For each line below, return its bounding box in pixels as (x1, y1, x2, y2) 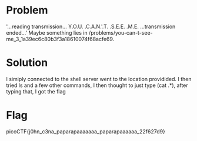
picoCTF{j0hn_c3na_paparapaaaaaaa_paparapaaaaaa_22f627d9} (6, 127, 166, 135)
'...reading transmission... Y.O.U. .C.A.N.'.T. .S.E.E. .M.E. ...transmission (6, 23, 176, 30)
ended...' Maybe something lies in (6, 29, 88, 36)
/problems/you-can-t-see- (88, 29, 153, 36)
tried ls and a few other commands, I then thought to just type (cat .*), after (6, 82, 188, 89)
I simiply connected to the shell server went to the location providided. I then (6, 75, 192, 82)
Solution (6, 56, 48, 69)
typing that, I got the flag (6, 88, 66, 95)
